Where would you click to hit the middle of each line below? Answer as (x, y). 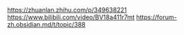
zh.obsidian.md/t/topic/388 (46, 24)
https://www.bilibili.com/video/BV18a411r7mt (71, 17)
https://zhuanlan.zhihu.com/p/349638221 (67, 10)
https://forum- (156, 17)
